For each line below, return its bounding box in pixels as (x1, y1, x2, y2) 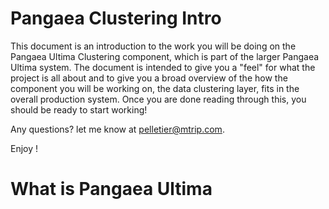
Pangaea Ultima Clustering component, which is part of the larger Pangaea (10, 50, 320, 62)
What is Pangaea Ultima (10, 178, 213, 201)
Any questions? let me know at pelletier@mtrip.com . (10, 123, 225, 135)
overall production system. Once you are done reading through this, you (10, 93, 307, 105)
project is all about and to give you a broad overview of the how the (10, 72, 288, 84)
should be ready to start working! (10, 103, 148, 116)
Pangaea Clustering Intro (10, 7, 222, 30)
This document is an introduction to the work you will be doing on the (10, 40, 297, 52)
